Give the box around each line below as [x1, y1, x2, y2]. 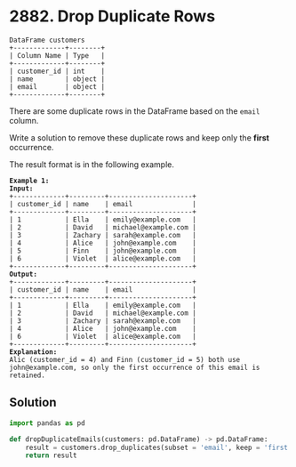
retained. [9, 371, 46, 380]
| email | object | [9, 82, 105, 91]
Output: [9, 270, 38, 278]
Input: [9, 184, 34, 193]
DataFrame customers [9, 36, 86, 44]
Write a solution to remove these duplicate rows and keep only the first [9, 132, 269, 143]
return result [25, 451, 77, 460]
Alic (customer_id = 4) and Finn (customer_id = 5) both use [9, 355, 241, 364]
